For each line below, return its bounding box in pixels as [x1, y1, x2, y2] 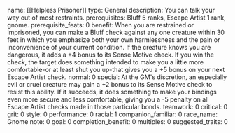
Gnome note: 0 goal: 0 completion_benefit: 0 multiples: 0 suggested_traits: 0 [7, 118, 228, 125]
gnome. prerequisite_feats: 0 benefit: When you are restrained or [7, 21, 194, 29]
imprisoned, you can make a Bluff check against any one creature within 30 [7, 28, 225, 36]
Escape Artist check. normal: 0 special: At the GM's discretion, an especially [7, 73, 227, 81]
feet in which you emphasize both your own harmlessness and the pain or [7, 36, 220, 44]
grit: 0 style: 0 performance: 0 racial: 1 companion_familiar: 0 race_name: [7, 110, 218, 118]
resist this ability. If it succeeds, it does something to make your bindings [7, 87, 217, 96]
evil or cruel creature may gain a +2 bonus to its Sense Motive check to [7, 80, 213, 88]
